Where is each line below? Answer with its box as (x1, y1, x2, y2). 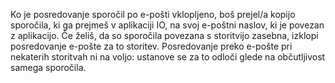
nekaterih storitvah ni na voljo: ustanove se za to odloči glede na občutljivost (10, 51, 326, 63)
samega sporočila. (10, 62, 87, 73)
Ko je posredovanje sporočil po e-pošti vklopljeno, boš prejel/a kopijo (10, 9, 296, 20)
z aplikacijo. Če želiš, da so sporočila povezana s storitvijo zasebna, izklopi (10, 30, 319, 41)
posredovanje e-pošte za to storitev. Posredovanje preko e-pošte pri (10, 40, 293, 52)
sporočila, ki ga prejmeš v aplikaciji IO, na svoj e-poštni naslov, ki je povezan (10, 19, 325, 31)
